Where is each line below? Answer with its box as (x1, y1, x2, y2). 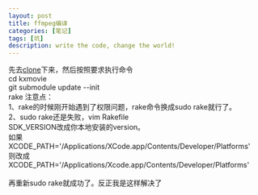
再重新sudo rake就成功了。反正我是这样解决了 (8, 178, 163, 188)
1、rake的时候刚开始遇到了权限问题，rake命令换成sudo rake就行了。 (8, 102, 237, 112)
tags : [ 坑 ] (8, 34, 44, 43)
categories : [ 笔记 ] (8, 27, 72, 35)
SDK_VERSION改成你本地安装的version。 (8, 122, 146, 132)
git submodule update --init (8, 82, 100, 93)
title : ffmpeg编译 (8, 19, 68, 27)
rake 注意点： (8, 92, 54, 102)
